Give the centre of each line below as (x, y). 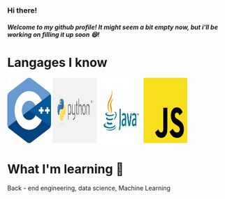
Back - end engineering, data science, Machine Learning (89, 188)
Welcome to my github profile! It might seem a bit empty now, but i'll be (113, 27)
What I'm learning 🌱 (66, 169)
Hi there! (22, 10)
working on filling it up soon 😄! (53, 34)
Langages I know (57, 62)
